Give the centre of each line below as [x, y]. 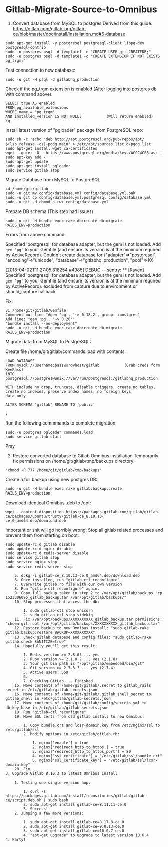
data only [16, 396]
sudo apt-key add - [26, 157]
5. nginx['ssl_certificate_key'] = [69, 760]
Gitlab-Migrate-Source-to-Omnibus [81, 9]
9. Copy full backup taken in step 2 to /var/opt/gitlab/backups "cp [89, 593]
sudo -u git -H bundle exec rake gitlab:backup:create [64, 489]
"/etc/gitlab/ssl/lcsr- [133, 760]
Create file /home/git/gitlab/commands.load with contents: [66, 351]
